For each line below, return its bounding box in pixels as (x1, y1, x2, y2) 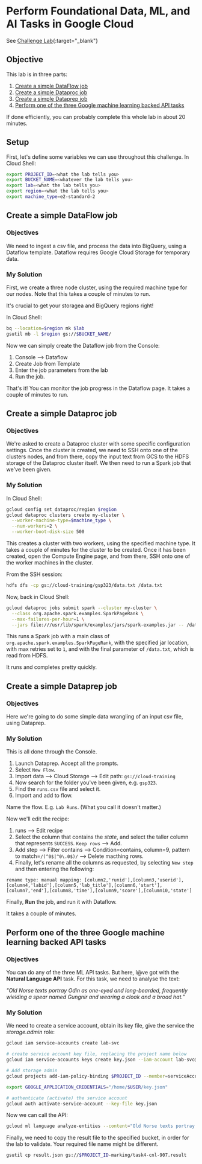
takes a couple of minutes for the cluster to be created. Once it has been (6, 546, 186, 554)
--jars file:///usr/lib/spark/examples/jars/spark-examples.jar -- (11, 622, 185, 628)
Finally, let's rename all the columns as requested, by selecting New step (14, 859, 194, 866)
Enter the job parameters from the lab (14, 366, 108, 374)
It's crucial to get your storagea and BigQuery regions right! (6, 302, 154, 309)
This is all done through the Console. (6, 748, 97, 755)
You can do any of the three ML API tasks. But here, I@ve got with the (6, 969, 179, 976)
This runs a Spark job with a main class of (6, 633, 110, 640)
